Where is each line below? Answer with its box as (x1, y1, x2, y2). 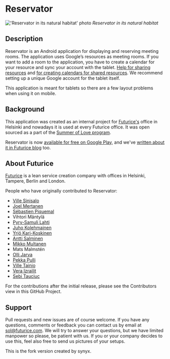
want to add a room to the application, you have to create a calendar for (5, 59, 155, 65)
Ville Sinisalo (12, 198, 39, 204)
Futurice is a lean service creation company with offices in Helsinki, (5, 173, 146, 179)
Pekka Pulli (12, 257, 36, 263)
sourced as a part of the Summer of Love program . (5, 129, 111, 135)
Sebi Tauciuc (12, 273, 40, 279)
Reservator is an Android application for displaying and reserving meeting (5, 48, 159, 54)
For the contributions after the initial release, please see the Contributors (5, 283, 157, 289)
